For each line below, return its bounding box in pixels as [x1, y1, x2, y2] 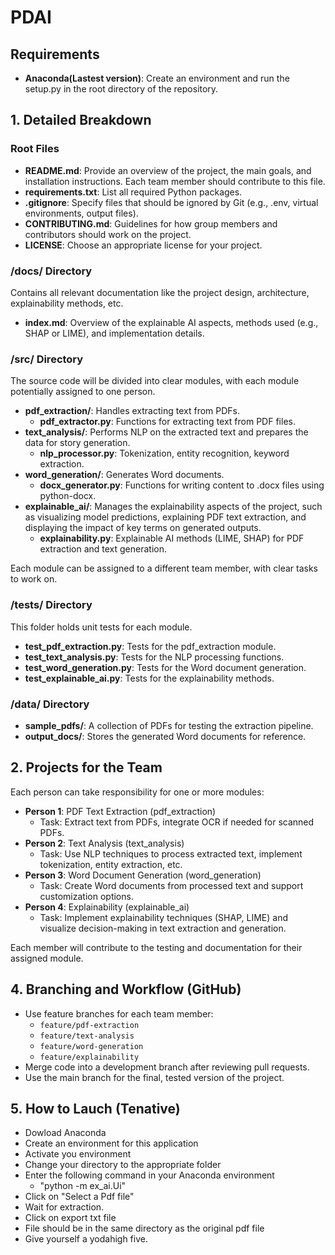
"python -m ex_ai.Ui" [39, 1180, 127, 1192]
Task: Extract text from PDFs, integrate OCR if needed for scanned [39, 816, 315, 828]
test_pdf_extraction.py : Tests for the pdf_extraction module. [24, 640, 277, 652]
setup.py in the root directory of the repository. [24, 83, 219, 95]
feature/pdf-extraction [39, 1020, 140, 1030]
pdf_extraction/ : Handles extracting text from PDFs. [24, 405, 241, 417]
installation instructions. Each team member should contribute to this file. [24, 175, 326, 187]
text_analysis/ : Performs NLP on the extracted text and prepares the [24, 426, 309, 438]
